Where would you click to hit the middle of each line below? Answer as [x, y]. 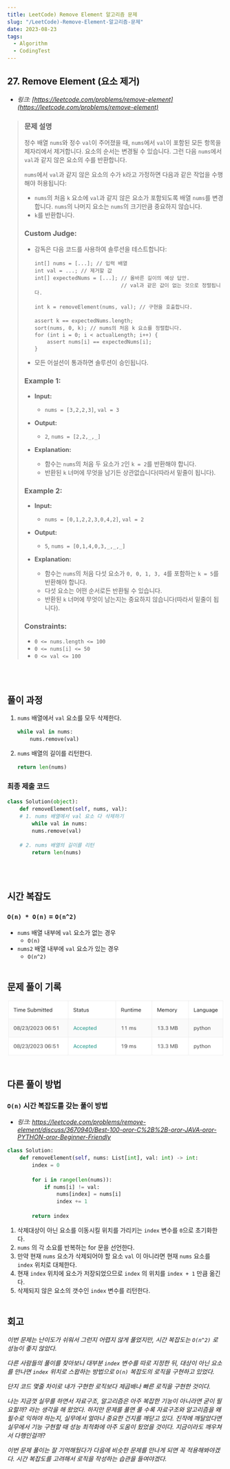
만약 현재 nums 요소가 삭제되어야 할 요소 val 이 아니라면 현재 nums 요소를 [114, 1256]
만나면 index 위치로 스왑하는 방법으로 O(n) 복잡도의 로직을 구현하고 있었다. [114, 1371]
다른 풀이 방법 [34, 1084]
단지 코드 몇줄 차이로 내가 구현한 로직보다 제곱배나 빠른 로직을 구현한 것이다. [109, 1386]
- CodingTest [32, 51]
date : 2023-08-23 [32, 29]
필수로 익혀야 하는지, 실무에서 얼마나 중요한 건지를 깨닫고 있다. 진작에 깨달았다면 [115, 1418]
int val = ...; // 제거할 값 [73, 271]
